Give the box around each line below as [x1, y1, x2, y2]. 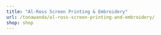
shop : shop [6, 20, 34, 26]
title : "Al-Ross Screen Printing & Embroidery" [6, 8, 128, 15]
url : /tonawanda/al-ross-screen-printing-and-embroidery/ [6, 14, 155, 20]
